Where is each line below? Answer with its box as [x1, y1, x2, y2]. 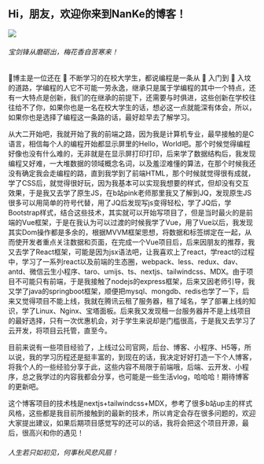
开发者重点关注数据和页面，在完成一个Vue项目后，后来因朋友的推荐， [21, 238, 249, 247]
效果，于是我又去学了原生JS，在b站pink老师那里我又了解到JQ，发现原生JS [8, 188, 252, 198]
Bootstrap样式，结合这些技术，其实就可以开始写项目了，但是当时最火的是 [8, 208, 247, 218]
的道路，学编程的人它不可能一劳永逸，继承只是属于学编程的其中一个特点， [8, 83, 249, 93]
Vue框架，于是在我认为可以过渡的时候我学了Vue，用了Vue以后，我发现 [21, 218, 254, 227]
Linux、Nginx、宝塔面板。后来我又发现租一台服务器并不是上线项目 [35, 306, 251, 316]
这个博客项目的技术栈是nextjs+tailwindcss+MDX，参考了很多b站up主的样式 [8, 399, 253, 408]
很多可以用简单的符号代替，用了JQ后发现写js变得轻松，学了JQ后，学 [8, 198, 232, 208]
